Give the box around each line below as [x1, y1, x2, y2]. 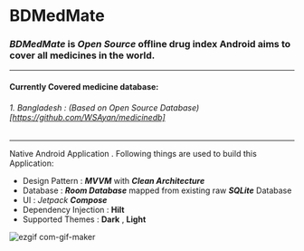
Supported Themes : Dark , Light [22, 214, 147, 225]
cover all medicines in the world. [9, 49, 156, 62]
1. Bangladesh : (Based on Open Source [9, 101, 158, 113]
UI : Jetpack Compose [22, 195, 108, 206]
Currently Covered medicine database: [9, 82, 159, 92]
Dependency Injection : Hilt [22, 205, 125, 216]
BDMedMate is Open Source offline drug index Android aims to [9, 38, 291, 51]
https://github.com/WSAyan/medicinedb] [12, 111, 166, 122]
